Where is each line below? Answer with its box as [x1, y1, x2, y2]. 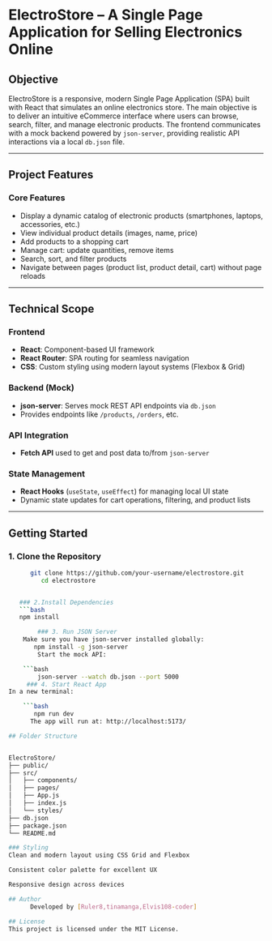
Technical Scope [8, 302, 95, 316]
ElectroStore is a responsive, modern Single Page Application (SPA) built [8, 94, 250, 103]
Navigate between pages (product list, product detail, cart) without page [19, 262, 262, 272]
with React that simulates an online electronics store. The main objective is [8, 103, 257, 112]
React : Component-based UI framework [19, 344, 155, 354]
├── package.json [8, 821, 67, 830]
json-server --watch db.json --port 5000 [37, 673, 180, 681]
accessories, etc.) [19, 219, 81, 229]
